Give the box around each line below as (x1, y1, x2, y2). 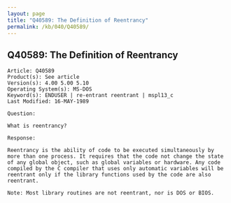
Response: (7, 135, 36, 142)
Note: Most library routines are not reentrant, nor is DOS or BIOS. (7, 190, 215, 197)
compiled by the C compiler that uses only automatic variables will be (7, 165, 224, 172)
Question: (7, 110, 36, 117)
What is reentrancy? (7, 123, 68, 130)
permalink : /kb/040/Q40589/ (7, 23, 90, 30)
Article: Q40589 (7, 68, 55, 75)
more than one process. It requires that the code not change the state (7, 153, 224, 160)
